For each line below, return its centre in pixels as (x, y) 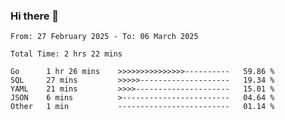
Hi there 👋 (35, 16)
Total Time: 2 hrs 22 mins (66, 54)
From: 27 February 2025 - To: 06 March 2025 (104, 37)
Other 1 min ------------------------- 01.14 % (142, 107)
